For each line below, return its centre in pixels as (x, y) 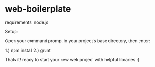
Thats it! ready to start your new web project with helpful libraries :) (72, 59)
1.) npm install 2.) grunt (28, 50)
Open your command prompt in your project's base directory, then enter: (78, 41)
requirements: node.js (27, 22)
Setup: (12, 31)
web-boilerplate (38, 9)
